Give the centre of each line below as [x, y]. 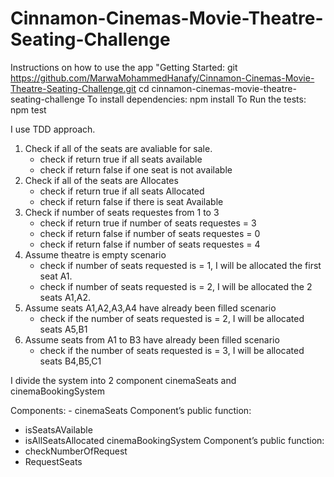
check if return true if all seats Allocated [122, 191]
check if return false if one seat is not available [136, 169]
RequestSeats [53, 461]
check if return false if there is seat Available [131, 201]
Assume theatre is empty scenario [95, 254]
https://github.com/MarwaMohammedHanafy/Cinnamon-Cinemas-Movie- [162, 78]
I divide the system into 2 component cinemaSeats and [123, 380]
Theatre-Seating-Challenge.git [73, 88]
